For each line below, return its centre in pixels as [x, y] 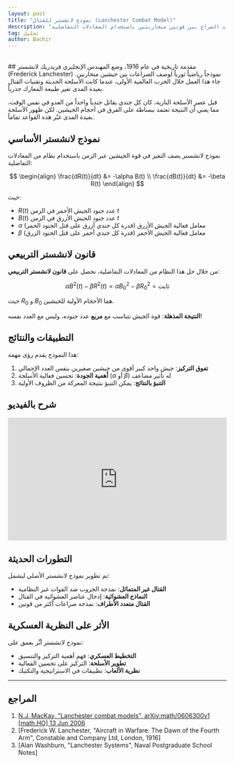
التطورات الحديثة [40, 559]
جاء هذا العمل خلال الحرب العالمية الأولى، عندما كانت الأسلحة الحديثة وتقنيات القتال [114, 81]
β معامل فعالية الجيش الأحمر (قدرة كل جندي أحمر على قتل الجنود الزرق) [112, 233]
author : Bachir [30, 40]
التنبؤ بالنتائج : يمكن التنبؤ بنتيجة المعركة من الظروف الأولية [92, 383]
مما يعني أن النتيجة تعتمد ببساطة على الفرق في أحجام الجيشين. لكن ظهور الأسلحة [114, 110]
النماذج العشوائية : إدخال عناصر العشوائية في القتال [83, 596]
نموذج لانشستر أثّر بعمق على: [46, 642]
